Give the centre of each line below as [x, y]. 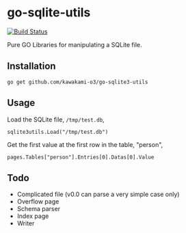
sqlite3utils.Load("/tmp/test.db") [58, 132]
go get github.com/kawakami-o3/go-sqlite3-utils [78, 82]
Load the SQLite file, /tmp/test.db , [56, 119]
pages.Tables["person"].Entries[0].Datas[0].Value [81, 157]
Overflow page [38, 202]
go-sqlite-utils [49, 13]
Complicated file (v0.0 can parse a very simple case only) [98, 194]
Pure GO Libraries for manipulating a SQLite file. [75, 44]
